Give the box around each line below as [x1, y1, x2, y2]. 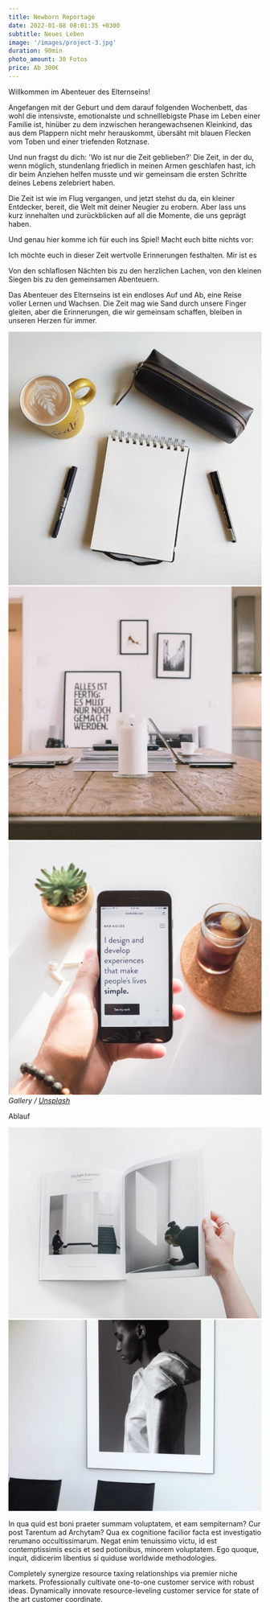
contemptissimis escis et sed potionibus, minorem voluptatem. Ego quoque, [8, 1544, 260, 1554]
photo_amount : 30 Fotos [8, 55, 88, 64]
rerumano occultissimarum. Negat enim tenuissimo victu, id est [8, 1536, 217, 1546]
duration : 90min [8, 47, 63, 55]
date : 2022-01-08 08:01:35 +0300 [8, 21, 121, 30]
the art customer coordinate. [8, 1594, 103, 1604]
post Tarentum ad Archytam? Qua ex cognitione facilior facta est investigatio [8, 1527, 262, 1537]
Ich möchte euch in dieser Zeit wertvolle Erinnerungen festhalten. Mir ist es [8, 250, 257, 260]
